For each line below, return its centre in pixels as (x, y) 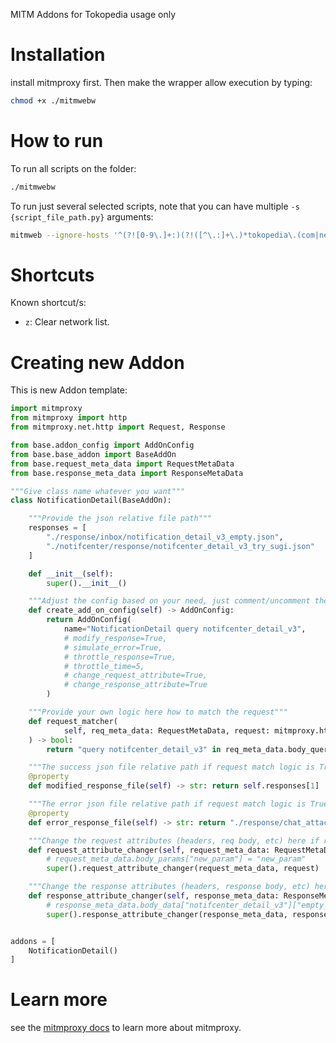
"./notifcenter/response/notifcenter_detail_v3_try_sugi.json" (180, 546)
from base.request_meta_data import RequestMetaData (122, 464)
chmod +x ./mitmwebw (53, 100)
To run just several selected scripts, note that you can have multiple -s (155, 206)
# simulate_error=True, (113, 647)
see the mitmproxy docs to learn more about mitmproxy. (126, 1028)
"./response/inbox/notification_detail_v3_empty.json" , (165, 537)
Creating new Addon (97, 362)
